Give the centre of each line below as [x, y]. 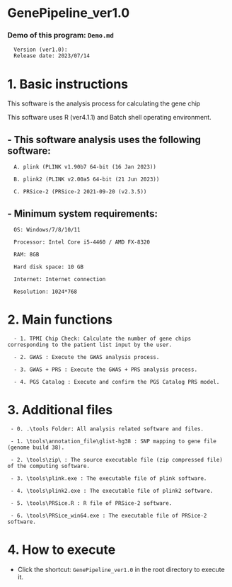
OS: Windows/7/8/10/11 [47, 230]
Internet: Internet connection [60, 280]
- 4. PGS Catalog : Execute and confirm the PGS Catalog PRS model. [117, 382]
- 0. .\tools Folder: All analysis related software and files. [107, 429]
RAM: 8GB [27, 255]
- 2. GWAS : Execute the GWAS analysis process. [87, 357]
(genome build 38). [36, 448]
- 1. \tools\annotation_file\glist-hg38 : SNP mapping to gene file [114, 441]
